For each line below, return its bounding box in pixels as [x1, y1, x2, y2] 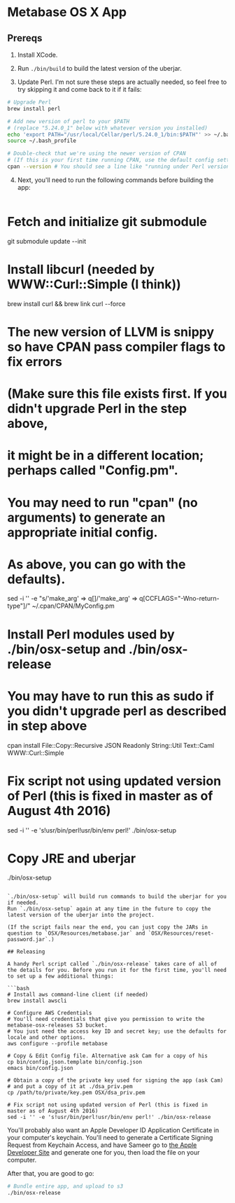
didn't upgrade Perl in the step [7, 401, 187, 417]
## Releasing [7, 948, 45, 956]
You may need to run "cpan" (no [7, 494, 198, 510]
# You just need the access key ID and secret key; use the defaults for [7, 1028, 227, 1035]
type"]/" [7, 601, 31, 610]
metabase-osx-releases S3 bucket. [7, 1022, 108, 1029]
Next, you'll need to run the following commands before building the [17, 176, 214, 184]
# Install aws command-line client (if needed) [7, 992, 149, 999]
